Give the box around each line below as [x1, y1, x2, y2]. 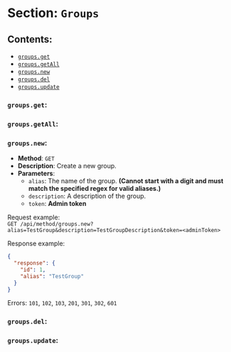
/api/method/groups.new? [20, 221, 94, 228]
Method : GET [17, 154, 55, 163]
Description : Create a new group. [17, 162, 117, 170]
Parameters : [17, 169, 55, 178]
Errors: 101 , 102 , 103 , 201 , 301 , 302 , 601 [7, 299, 117, 307]
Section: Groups [7, 5, 100, 21]
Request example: [7, 213, 60, 221]
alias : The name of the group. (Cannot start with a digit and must [28, 177, 224, 185]
